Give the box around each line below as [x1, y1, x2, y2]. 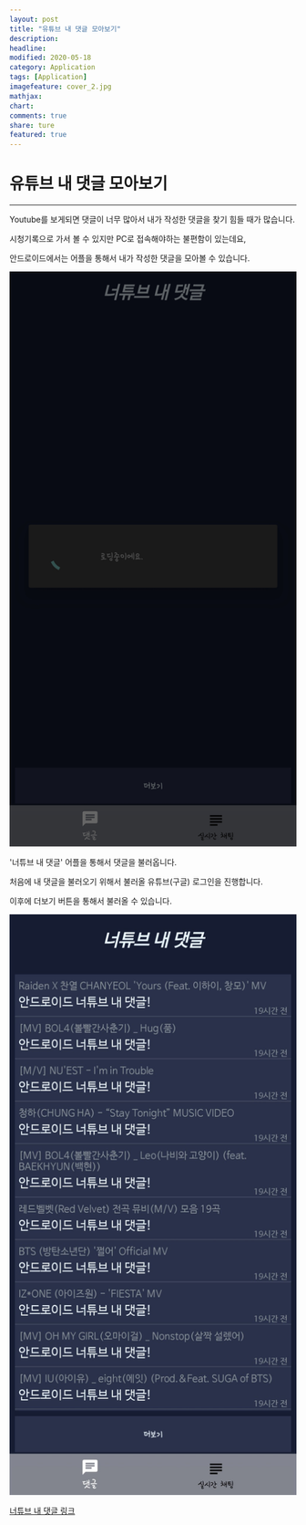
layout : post [9, 15, 59, 24]
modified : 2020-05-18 [9, 53, 92, 63]
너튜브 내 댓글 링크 [9, 1506, 76, 1516]
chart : [9, 101, 35, 110]
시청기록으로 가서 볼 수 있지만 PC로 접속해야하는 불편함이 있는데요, [9, 234, 247, 245]
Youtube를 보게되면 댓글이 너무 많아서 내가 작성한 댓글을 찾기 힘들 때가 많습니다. [9, 214, 296, 225]
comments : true [9, 110, 67, 120]
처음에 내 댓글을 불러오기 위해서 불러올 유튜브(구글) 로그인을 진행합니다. [9, 876, 264, 887]
